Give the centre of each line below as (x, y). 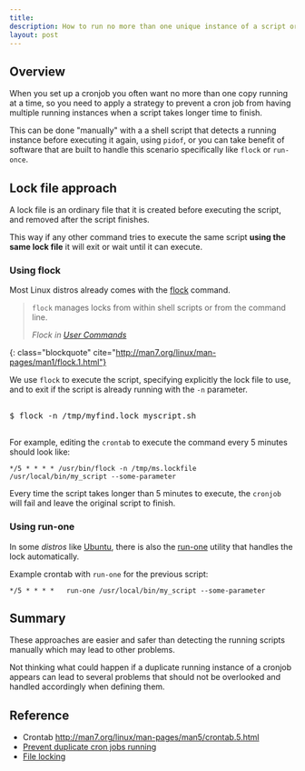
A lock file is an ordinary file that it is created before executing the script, (145, 210)
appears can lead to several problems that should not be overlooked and (145, 677)
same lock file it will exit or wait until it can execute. (106, 247)
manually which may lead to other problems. (92, 650)
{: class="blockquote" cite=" (63, 353)
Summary (38, 618)
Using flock (35, 270)
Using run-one (42, 526)
